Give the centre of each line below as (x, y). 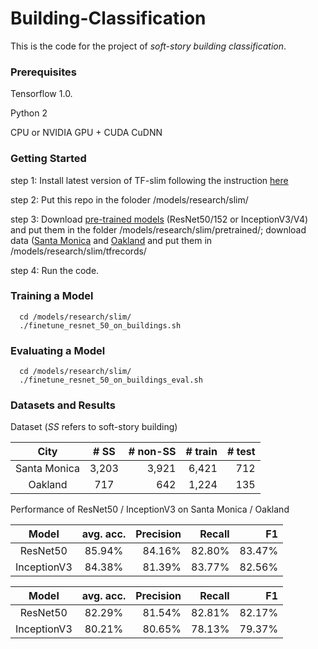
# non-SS (152, 452)
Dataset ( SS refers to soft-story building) (94, 427)
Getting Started (48, 159)
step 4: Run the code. (55, 270)
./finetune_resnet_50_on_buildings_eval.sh (111, 380)
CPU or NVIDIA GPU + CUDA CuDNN (86, 133)
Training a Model (52, 296)
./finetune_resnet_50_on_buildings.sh (100, 325)
